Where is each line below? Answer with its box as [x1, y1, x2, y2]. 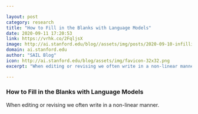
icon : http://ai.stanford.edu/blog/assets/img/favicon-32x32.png [6, 57, 170, 64]
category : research [6, 19, 54, 25]
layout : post [6, 14, 38, 19]
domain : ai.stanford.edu [6, 47, 67, 53]
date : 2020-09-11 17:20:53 [6, 30, 72, 36]
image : [6, 41, 22, 47]
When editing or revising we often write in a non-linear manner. [6, 101, 160, 108]
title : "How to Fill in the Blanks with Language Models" [6, 25, 151, 31]
